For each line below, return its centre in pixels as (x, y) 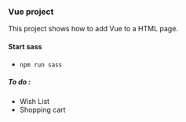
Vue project (31, 12)
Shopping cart (42, 110)
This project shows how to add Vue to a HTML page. (93, 29)
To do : (20, 82)
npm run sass (41, 65)
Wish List (34, 102)
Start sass (25, 46)
